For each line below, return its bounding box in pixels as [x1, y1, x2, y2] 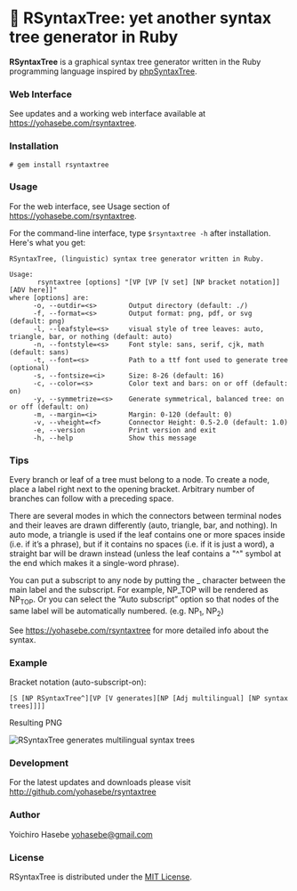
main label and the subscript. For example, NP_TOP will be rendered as [9, 585, 269, 595]
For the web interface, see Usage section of [9, 200, 171, 212]
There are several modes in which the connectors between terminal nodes [9, 511, 282, 522]
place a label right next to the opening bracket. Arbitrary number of [9, 484, 255, 495]
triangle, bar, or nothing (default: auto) [9, 332, 173, 341]
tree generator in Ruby [9, 27, 179, 47]
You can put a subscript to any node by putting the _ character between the [9, 575, 286, 586]
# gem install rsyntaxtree [9, 160, 109, 169]
